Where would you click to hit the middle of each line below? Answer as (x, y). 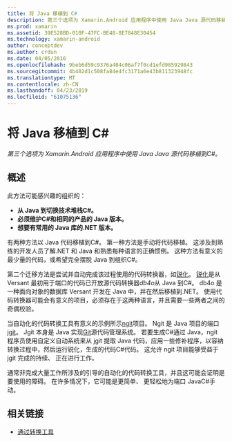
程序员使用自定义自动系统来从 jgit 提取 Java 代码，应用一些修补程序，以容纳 (116, 340)
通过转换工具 (35, 432)
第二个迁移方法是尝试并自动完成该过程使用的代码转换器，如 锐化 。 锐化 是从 (114, 274)
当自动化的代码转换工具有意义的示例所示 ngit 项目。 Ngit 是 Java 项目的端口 (113, 323)
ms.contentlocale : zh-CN (43, 84)
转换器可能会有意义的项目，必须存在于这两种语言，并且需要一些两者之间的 (119, 300)
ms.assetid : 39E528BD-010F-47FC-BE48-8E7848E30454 (81, 33)
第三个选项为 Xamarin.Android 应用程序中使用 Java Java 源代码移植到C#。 (114, 153)
